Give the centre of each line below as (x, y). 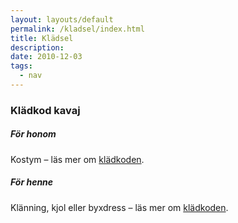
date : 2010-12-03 (46, 57)
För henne (32, 182)
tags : (21, 66)
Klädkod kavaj (45, 110)
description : (37, 47)
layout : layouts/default (62, 19)
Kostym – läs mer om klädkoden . (77, 159)
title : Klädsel (42, 38)
